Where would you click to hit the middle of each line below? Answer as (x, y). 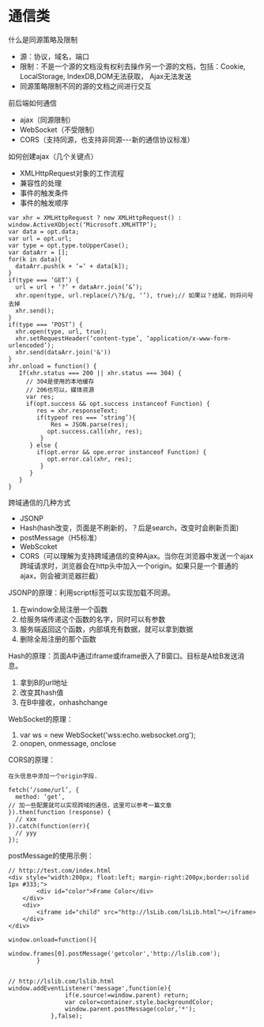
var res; (40, 396)
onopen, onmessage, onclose (68, 743)
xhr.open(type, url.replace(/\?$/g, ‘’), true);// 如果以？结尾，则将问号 (134, 295)
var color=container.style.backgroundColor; (139, 1002)
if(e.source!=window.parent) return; (127, 995)
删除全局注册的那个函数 (58, 639)
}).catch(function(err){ (49, 826)
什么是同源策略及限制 (43, 40)
